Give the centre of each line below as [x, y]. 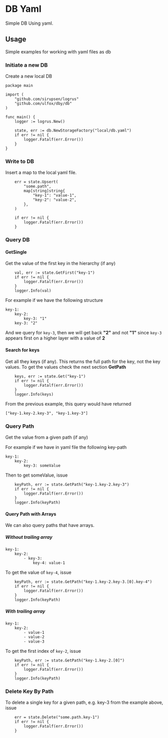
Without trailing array [29, 537]
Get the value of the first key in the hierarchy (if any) [60, 263]
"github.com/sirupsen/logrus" [47, 99]
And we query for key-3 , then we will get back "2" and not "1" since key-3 [84, 333]
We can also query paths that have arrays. [50, 525]
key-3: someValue [42, 465]
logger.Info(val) [33, 291]
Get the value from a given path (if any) [47, 437]
